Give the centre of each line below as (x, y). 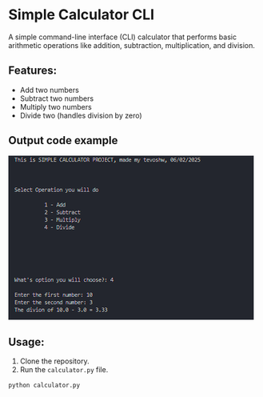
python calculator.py (44, 386)
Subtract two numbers (57, 98)
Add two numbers (50, 90)
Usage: (27, 342)
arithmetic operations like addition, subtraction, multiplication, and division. (132, 45)
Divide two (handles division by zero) (81, 115)
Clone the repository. (54, 361)
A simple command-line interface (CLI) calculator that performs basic (123, 37)
